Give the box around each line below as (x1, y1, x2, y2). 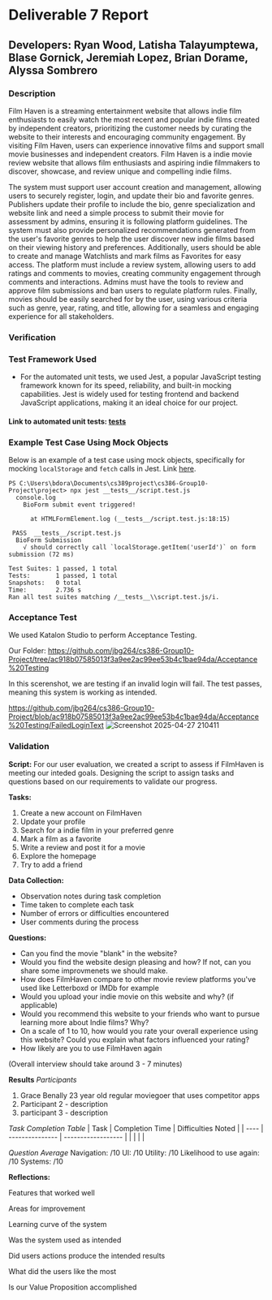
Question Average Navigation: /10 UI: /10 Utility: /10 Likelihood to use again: (8, 1147, 260, 1157)
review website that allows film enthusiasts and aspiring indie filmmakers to (8, 157, 261, 167)
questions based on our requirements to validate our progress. (8, 777, 218, 786)
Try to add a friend (19, 859, 83, 869)
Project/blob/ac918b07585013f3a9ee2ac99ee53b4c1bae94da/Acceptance (8, 712, 260, 721)
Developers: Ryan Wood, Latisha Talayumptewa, (8, 38, 259, 52)
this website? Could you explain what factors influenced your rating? (19, 1035, 250, 1044)
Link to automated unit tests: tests (8, 416, 127, 426)
